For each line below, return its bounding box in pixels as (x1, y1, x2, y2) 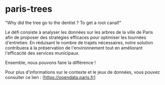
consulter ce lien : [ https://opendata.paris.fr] (5, 74, 96, 80)
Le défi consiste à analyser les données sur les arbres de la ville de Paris (5, 29, 153, 35)
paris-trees (5, 3, 53, 15)
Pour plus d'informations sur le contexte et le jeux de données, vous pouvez (5, 69, 160, 75)
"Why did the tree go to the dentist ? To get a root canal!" (5, 20, 122, 26)
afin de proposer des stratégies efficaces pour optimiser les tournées (5, 34, 147, 40)
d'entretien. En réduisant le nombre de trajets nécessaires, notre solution (5, 39, 153, 45)
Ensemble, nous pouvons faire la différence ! (5, 59, 96, 65)
